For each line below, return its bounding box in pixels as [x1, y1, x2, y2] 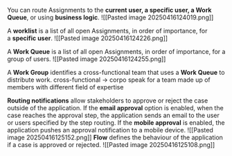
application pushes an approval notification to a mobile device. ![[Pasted [7, 126, 213, 134]
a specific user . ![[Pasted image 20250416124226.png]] [7, 34, 168, 42]
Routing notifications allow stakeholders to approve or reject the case [7, 96, 208, 105]
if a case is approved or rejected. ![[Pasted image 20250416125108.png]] [7, 141, 215, 148]
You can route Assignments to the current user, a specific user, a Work [7, 6, 212, 14]
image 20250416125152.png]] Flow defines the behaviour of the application [7, 133, 224, 141]
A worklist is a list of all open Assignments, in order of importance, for [7, 27, 208, 35]
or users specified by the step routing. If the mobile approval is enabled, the [7, 119, 225, 127]
